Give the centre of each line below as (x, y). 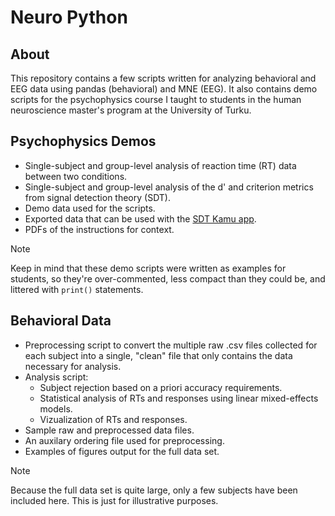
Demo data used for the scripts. (90, 208)
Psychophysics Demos (83, 141)
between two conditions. (76, 176)
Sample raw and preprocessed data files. (109, 430)
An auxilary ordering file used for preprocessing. (124, 440)
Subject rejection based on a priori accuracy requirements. (161, 387)
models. (56, 408)
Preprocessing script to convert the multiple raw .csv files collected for (171, 345)
